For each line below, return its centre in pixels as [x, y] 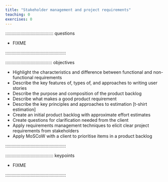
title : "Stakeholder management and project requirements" [68, 10]
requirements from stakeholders [46, 131]
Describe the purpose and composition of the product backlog [77, 94]
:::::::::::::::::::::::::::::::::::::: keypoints [40, 155]
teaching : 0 [18, 15]
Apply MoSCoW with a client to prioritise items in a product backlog [82, 136]
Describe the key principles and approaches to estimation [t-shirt [80, 104]
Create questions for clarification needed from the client [70, 120]
